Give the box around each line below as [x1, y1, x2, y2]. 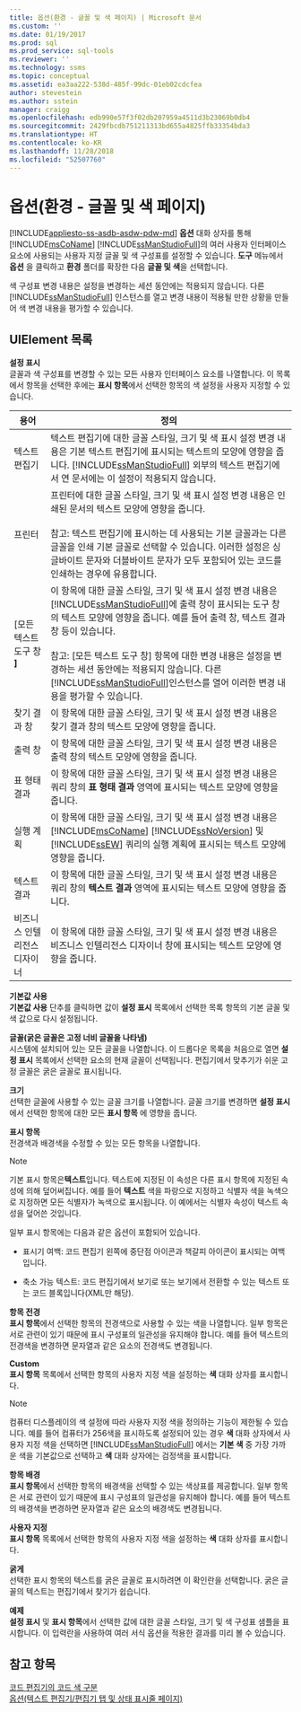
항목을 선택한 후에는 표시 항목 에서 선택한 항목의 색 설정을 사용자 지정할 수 [25, 380, 281, 391]
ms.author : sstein [9, 96, 78, 106]
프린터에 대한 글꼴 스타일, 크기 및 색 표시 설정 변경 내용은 [50, 489, 275, 502]
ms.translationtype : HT [9, 130, 99, 139]
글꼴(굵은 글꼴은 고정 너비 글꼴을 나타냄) [9, 1032, 148, 1043]
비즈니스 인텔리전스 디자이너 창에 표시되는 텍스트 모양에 [50, 939, 271, 952]
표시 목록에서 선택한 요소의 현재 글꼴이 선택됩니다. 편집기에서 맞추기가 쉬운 [18, 1055, 279, 1066]
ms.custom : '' [9, 22, 63, 31]
